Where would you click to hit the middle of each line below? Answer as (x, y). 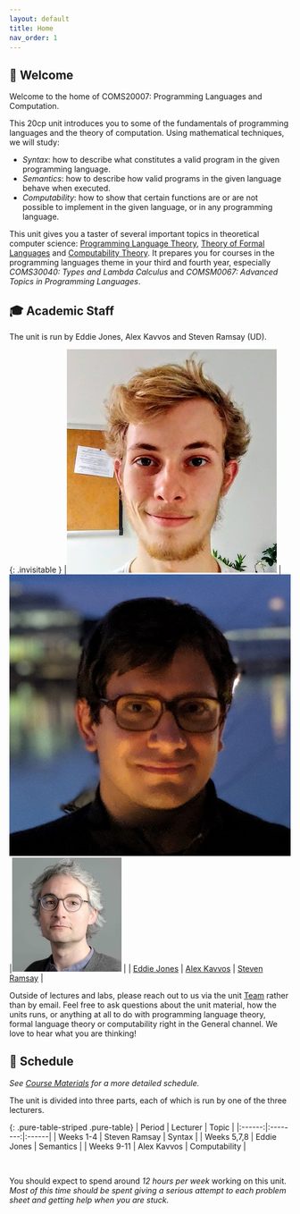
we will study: (34, 142)
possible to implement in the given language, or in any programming (147, 207)
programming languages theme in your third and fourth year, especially (140, 263)
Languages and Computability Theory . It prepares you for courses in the (142, 253)
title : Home (31, 28)
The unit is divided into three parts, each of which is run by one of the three (148, 1100)
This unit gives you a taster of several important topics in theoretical (134, 234)
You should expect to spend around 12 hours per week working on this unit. (148, 1181)
